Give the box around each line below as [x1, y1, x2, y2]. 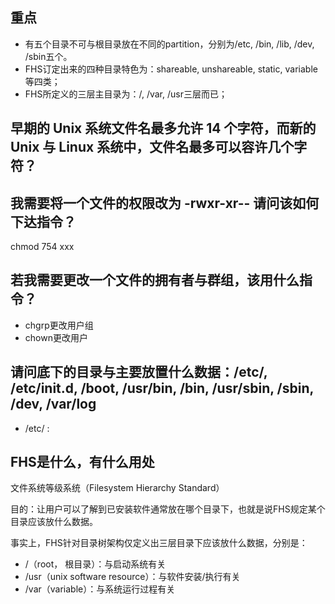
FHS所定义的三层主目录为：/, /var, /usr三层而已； [24, 88, 228, 100]
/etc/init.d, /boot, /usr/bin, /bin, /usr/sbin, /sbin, [10, 380, 314, 397]
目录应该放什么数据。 [10, 516, 98, 528]
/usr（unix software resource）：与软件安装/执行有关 [24, 571, 241, 583]
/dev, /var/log [10, 396, 97, 413]
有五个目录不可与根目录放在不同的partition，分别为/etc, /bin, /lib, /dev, [24, 38, 315, 50]
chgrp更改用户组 [24, 319, 94, 331]
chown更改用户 [24, 331, 88, 343]
